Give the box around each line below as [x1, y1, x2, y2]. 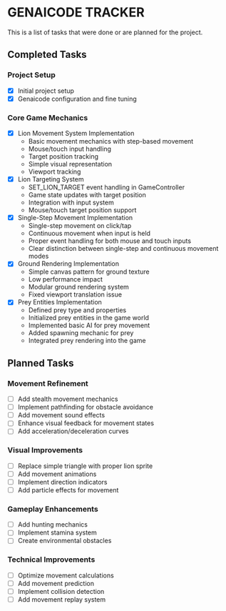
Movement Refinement [7, 378, 89, 388]
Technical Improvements [7, 555, 96, 565]
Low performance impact [28, 275, 103, 284]
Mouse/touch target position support [28, 206, 137, 214]
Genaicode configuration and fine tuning [17, 94, 137, 103]
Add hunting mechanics [17, 520, 88, 529]
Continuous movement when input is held [28, 229, 151, 238]
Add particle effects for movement [17, 485, 119, 494]
